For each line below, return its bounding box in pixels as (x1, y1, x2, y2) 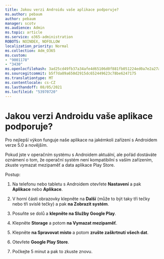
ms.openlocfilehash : (5, 67, 47, 72)
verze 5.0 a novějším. (5, 142, 48, 148)
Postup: (5, 172, 21, 178)
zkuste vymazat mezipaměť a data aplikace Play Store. (5, 162, 115, 168)
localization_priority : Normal (5, 44, 69, 49)
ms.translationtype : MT (5, 76, 54, 80)
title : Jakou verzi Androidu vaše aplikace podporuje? (5, 7, 119, 12)
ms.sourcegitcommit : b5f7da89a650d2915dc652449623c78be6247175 (5, 71, 137, 76)
